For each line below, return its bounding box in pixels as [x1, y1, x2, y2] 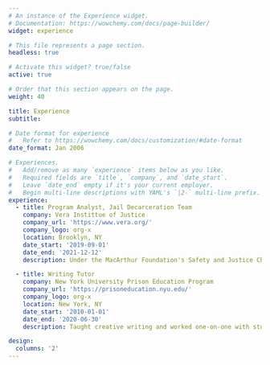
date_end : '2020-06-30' [22, 315, 103, 323]
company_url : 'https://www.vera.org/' [22, 219, 153, 227]
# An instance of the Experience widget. [8, 11, 149, 20]
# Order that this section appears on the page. [8, 85, 174, 93]
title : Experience [8, 107, 70, 115]
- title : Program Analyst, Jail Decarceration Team [15, 203, 193, 211]
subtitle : [8, 114, 42, 123]
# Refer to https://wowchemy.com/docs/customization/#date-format [8, 137, 243, 145]
